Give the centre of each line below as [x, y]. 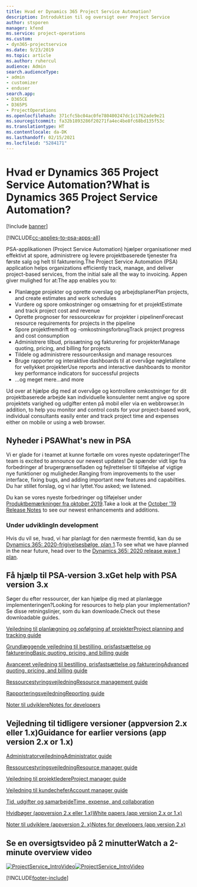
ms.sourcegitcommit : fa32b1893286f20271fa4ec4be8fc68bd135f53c [86, 121]
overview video [63, 852]
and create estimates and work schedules [65, 298]
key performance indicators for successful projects [77, 373]
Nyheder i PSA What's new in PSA [69, 441]
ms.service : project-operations [46, 34]
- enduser [18, 88]
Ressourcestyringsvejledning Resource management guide [77, 682]
